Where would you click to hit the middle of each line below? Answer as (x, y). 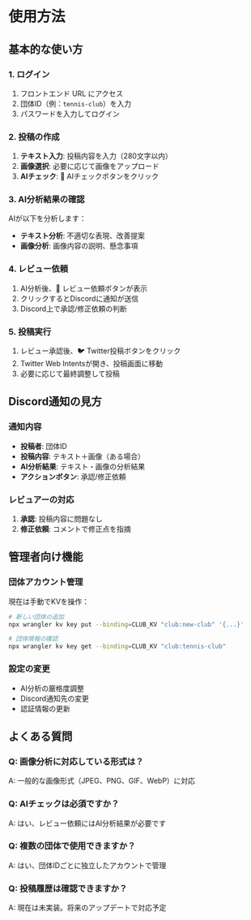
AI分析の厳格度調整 (52, 688)
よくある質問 (40, 736)
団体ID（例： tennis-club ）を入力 (76, 103)
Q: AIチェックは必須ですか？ (64, 804)
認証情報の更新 (45, 708)
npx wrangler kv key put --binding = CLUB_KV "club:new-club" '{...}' (126, 624)
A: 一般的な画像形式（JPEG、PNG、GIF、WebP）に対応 (102, 781)
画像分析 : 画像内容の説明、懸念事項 (79, 246)
